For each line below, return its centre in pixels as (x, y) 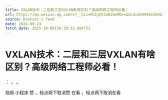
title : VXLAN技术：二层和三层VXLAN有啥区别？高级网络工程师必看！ (67, 10)
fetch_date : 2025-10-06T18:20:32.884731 (48, 28)
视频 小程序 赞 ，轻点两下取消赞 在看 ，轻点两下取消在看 (63, 92)
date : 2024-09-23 (23, 24)
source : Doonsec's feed (30, 19)
